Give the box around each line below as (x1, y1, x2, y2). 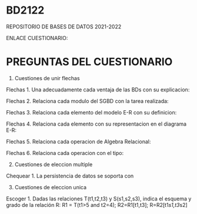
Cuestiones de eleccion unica (14, 183, 87, 190)
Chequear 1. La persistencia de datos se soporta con (6, 172, 134, 179)
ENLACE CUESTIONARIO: (6, 34, 68, 41)
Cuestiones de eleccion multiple (14, 160, 93, 168)
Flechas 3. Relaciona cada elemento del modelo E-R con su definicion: (6, 108, 177, 116)
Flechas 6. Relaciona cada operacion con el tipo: (6, 149, 124, 156)
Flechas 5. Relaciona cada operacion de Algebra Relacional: (6, 138, 151, 145)
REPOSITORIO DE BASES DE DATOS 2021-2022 (6, 23, 122, 30)
